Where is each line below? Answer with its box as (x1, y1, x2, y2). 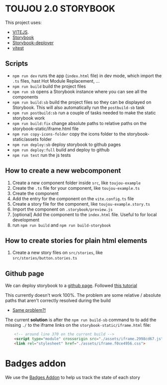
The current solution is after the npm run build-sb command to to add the (5, 317, 157, 323)
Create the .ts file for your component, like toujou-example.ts (12, 185, 140, 191)
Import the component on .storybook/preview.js (12, 206, 113, 212)
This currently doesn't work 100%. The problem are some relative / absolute (5, 292, 161, 298)
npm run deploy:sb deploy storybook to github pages (12, 141, 121, 147)
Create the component (12, 190, 59, 196)
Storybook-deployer (12, 39, 54, 45)
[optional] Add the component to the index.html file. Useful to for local (12, 211, 157, 217)
